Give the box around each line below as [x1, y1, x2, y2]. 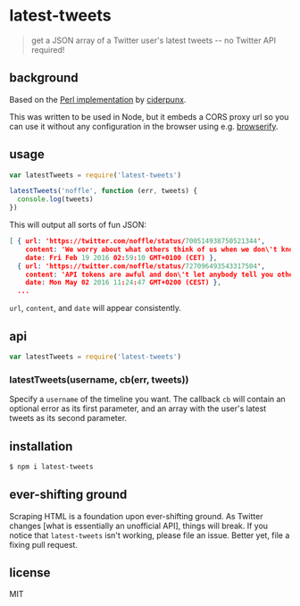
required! [30, 44, 65, 55]
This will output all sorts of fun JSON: [9, 220, 147, 231]
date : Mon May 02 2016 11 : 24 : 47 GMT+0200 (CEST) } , [25, 278, 221, 287]
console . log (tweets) [17, 195, 94, 204]
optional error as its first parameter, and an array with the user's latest [9, 403, 267, 414]
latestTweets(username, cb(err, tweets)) [9, 373, 189, 385]
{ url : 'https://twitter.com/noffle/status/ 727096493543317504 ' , [17, 261, 266, 271]
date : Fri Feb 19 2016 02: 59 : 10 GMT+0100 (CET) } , [25, 253, 218, 262]
